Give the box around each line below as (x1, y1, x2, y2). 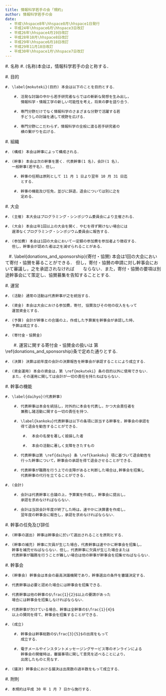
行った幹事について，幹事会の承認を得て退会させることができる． (20, 458, 135, 463)
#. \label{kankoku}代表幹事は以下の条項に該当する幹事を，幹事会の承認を (14, 418, 150, 423)
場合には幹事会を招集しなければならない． (11, 597, 86, 602)
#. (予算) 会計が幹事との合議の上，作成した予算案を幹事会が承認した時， (5, 318, 137, 323)
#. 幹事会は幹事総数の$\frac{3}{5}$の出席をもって (14, 631, 109, 636)
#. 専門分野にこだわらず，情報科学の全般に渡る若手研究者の (14, 124, 120, 129)
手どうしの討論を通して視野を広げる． (20, 114, 87, 119)
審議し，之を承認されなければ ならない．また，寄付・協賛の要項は (13, 266, 157, 272)
